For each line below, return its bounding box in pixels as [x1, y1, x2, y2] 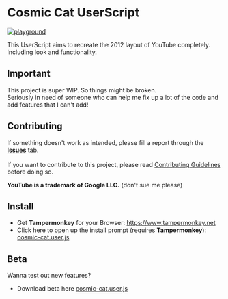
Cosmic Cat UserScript [7, 5, 140, 21]
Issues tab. [7, 146, 39, 154]
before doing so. [7, 168, 54, 176]
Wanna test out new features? [7, 272, 91, 280]
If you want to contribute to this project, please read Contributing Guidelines [7, 160, 221, 168]
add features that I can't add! [7, 101, 89, 109]
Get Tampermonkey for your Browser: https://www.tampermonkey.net [16, 219, 216, 227]
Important [7, 68, 51, 79]
